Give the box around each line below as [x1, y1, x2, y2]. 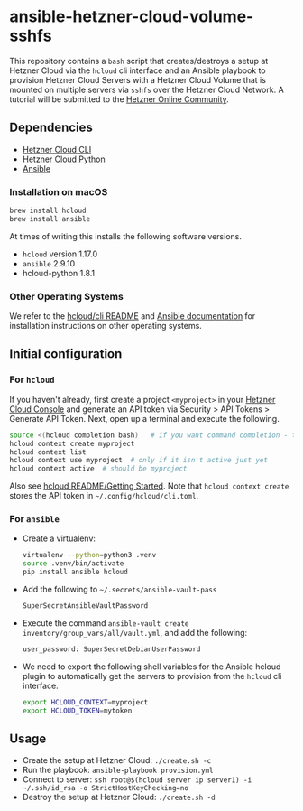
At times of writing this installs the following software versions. [9, 230, 242, 241]
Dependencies [9, 120, 93, 135]
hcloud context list [9, 447, 87, 457]
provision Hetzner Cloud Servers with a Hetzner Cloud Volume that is [9, 74, 266, 85]
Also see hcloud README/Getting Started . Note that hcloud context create [9, 480, 289, 491]
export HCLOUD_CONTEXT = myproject [22, 697, 149, 706]
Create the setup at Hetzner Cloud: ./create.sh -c [22, 755, 212, 766]
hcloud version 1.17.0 [22, 248, 97, 259]
